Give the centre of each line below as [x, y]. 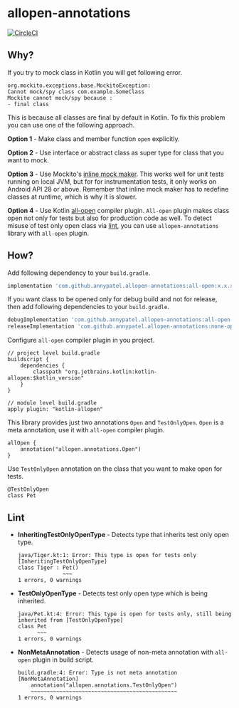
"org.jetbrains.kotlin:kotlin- [111, 372]
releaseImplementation [41, 327]
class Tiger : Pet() [48, 568]
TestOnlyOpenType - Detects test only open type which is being [113, 593]
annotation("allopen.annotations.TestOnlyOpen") [104, 685]
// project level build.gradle [54, 353]
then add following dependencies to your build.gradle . [88, 307]
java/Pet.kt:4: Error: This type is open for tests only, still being [124, 614]
